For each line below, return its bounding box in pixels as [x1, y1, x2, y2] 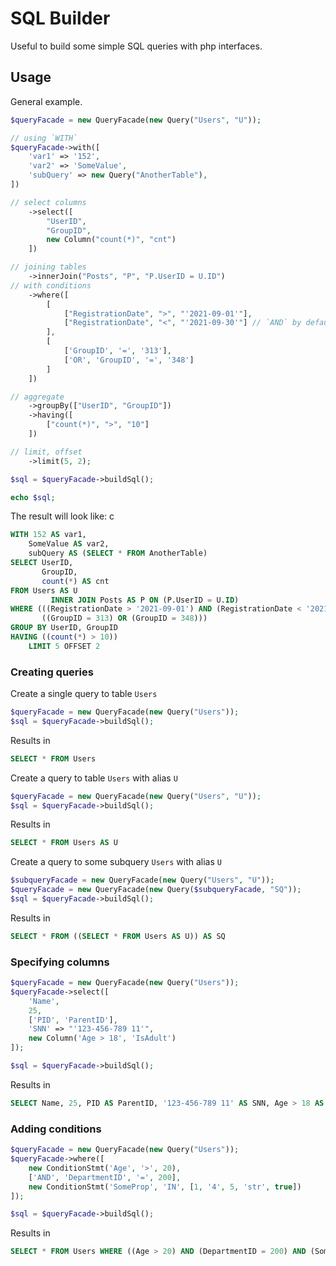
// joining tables [10, 262, 87, 272]
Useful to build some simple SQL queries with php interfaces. [10, 40, 263, 52]
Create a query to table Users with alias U [10, 772, 178, 784]
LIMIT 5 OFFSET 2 [28, 641, 101, 651]
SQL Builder [10, 7, 111, 30]
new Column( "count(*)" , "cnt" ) [46, 235, 177, 245]
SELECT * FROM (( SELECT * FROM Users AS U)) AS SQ [10, 931, 226, 941]
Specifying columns [10, 955, 110, 969]
